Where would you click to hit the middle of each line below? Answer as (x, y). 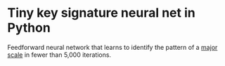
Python (29, 28)
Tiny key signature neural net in (101, 13)
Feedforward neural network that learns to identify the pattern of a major (112, 47)
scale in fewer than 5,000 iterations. (59, 55)
